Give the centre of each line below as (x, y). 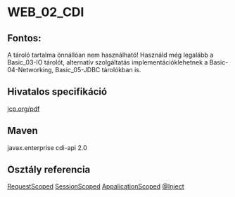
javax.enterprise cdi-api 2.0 (47, 147)
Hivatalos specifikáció (57, 92)
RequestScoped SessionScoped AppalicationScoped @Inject (96, 186)
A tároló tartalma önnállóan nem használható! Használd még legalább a (110, 55)
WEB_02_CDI (46, 12)
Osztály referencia (49, 170)
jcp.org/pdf (24, 109)
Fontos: (24, 38)
